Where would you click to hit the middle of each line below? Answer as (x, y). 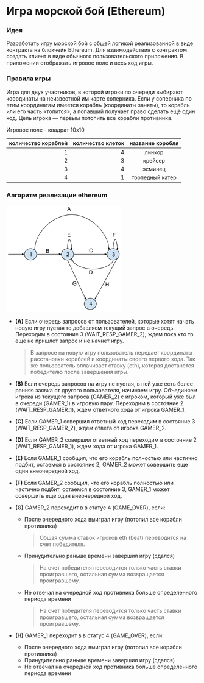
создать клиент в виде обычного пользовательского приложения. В (95, 57)
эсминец (154, 169)
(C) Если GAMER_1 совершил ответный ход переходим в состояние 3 (105, 422)
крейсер (154, 160)
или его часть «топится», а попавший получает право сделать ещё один (101, 111)
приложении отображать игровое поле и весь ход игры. (80, 63)
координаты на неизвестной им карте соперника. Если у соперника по (99, 98)
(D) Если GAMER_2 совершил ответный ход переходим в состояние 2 (106, 440)
